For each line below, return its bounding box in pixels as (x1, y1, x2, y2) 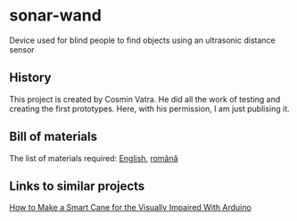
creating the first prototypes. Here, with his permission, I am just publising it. (9, 103, 290, 114)
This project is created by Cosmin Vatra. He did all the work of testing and (9, 94, 281, 104)
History (9, 70, 52, 86)
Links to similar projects (9, 178, 145, 193)
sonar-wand (9, 5, 103, 26)
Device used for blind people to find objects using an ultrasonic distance (9, 35, 276, 45)
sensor (9, 44, 35, 54)
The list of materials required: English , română (9, 152, 178, 163)
